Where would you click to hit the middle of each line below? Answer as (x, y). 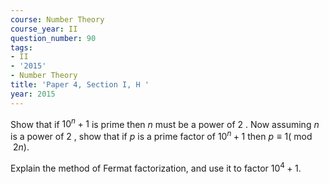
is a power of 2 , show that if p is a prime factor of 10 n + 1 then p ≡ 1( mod (161, 135)
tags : (21, 47)
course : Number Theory (57, 19)
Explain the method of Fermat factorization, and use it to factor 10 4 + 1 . (156, 167)
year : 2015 (33, 94)
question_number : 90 (53, 38)
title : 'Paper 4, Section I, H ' (80, 85)
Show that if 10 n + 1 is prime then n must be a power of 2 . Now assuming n (165, 123)
